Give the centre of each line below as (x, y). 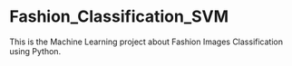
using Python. (35, 51)
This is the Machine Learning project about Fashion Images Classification (146, 42)
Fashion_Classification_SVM (119, 17)
